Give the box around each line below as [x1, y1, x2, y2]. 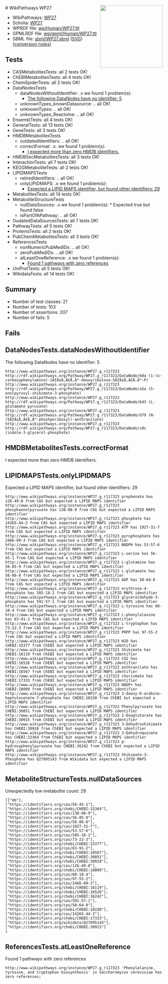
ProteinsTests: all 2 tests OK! [12, 228, 71, 234]
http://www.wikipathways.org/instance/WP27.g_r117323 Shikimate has [5, 647, 151, 652]
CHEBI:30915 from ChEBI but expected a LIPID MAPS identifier [5, 717, 137, 722]
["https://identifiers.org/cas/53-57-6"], [5, 828, 95, 833]
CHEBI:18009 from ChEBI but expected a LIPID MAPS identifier [5, 687, 137, 692]
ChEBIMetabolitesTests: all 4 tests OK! [12, 74, 91, 80]
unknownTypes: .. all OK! [19, 106, 71, 112]
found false [19, 207, 43, 213]
